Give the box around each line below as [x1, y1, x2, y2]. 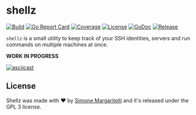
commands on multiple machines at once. [6, 41, 108, 48]
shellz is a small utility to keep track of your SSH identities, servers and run [6, 34, 191, 41]
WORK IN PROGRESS [6, 52, 59, 59]
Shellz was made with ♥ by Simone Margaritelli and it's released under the [6, 97, 189, 104]
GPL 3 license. [6, 103, 41, 110]
